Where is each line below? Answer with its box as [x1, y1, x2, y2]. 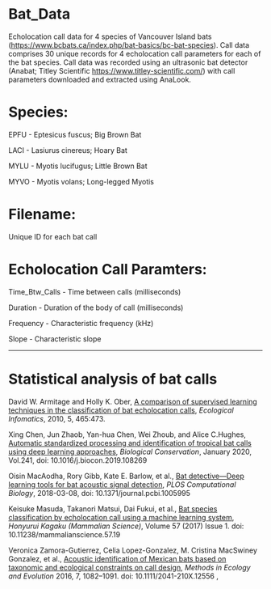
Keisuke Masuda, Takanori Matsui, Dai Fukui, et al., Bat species [8, 503, 218, 514]
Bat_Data [8, 5, 71, 23]
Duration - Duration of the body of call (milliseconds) [8, 303, 184, 312]
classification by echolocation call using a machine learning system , [8, 512, 235, 522]
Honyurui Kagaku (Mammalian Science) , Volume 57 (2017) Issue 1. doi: [8, 521, 244, 531]
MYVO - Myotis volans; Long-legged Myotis [8, 176, 155, 186]
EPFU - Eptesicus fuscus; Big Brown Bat [8, 129, 142, 139]
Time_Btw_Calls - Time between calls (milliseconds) [8, 286, 181, 296]
